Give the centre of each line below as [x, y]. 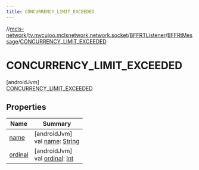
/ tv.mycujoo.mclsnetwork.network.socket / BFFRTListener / [97, 35]
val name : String [57, 141]
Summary [57, 124]
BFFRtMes [180, 35]
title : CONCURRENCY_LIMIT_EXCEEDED [50, 12]
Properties [26, 107]
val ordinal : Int [54, 159]
